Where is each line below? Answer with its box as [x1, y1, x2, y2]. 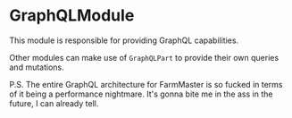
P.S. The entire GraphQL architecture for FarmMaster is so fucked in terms [9, 79, 283, 89]
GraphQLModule [9, 5, 135, 26]
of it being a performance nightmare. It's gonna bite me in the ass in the [9, 88, 273, 99]
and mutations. [9, 62, 64, 72]
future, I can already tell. [9, 97, 99, 108]
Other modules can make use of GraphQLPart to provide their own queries [9, 52, 279, 63]
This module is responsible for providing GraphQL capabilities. [9, 35, 239, 46]
